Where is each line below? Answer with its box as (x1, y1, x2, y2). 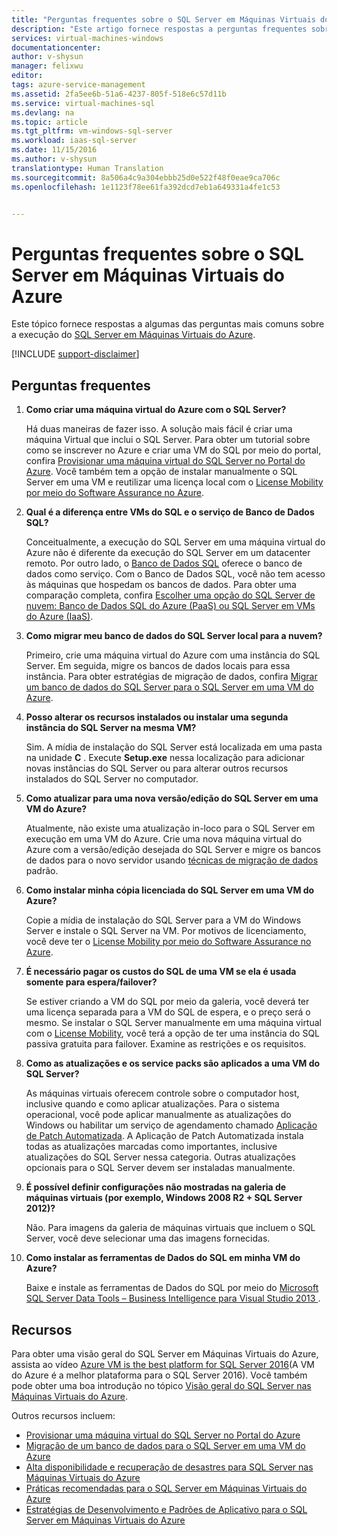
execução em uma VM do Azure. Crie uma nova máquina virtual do (25, 833, 303, 845)
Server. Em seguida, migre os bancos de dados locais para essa (25, 660, 291, 672)
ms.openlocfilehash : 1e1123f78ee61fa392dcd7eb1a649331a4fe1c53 (11, 182, 281, 192)
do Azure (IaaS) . (25, 611, 94, 623)
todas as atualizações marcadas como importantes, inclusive (25, 1141, 278, 1153)
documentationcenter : (11, 42, 102, 53)
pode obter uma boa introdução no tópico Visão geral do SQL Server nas (11, 1379, 312, 1391)
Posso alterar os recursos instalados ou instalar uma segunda (25, 711, 289, 723)
